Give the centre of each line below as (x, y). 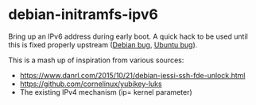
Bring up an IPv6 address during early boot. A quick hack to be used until (128, 36)
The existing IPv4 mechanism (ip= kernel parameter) (106, 92)
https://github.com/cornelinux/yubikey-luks (91, 84)
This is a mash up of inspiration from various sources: (96, 60)
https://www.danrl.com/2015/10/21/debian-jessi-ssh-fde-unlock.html (132, 75)
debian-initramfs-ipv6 (83, 15)
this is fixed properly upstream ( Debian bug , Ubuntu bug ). (103, 44)
